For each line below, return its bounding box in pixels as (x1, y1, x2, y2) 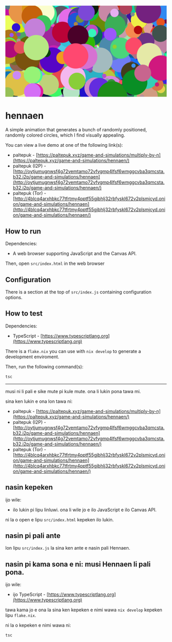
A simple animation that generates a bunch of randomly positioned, (5, 127, 147, 133)
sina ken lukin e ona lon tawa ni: (5, 398, 73, 404)
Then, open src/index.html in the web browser (5, 260, 105, 267)
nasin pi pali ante (5, 531, 60, 540)
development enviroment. (5, 354, 60, 360)
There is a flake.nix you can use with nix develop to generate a (5, 348, 141, 354)
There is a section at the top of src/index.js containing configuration (5, 289, 152, 295)
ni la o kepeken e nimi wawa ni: (5, 622, 71, 629)
